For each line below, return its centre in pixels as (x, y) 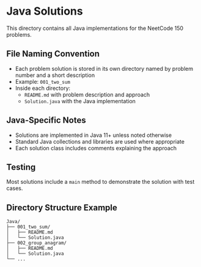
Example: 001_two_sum (42, 81)
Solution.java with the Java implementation (80, 101)
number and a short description (55, 75)
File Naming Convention (53, 54)
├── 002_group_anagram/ (37, 243)
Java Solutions (45, 11)
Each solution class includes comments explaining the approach (96, 148)
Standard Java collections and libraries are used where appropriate (100, 141)
